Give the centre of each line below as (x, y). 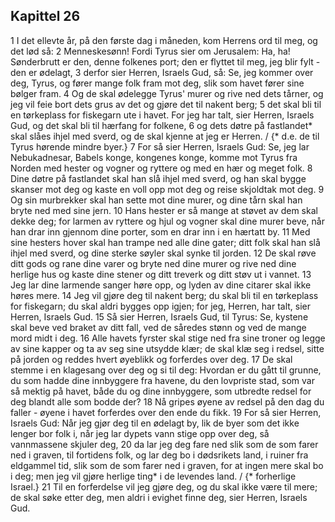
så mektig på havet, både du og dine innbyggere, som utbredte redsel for (161, 391)
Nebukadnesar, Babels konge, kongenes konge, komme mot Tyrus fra (154, 157)
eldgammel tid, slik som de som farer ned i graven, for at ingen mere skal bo (167, 465)
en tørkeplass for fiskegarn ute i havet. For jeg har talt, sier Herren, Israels (162, 115)
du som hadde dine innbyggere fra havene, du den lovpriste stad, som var (162, 380)
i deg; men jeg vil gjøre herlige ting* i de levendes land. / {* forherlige (153, 476)
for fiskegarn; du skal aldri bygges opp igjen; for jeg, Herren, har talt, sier (161, 306)
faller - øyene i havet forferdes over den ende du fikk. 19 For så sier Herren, (166, 412)
